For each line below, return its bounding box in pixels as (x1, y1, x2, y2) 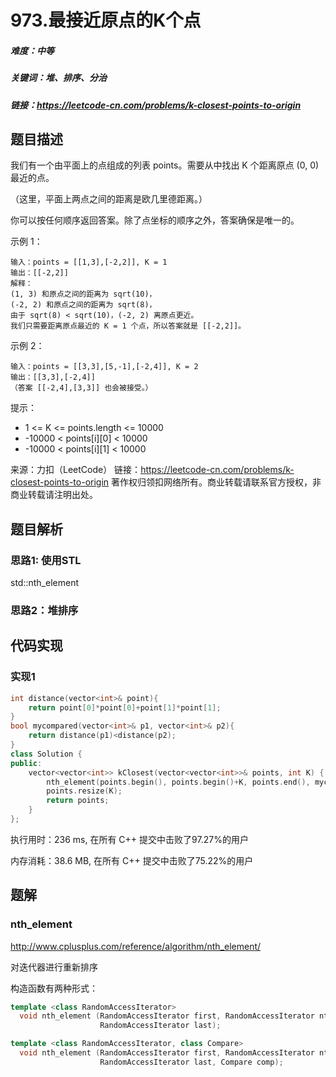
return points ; (46, 796, 110, 806)
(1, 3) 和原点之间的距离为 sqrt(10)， (10, 289, 157, 300)
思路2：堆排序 (10, 603, 79, 617)
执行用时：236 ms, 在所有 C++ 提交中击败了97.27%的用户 (10, 833, 249, 845)
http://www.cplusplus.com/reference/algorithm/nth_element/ (10, 940, 262, 952)
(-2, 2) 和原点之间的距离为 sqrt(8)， (10, 300, 157, 310)
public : (10, 758, 43, 768)
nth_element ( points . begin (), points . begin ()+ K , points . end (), (46, 777, 311, 787)
